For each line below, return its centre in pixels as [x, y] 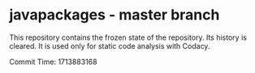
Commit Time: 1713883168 [53, 62]
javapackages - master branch [115, 15]
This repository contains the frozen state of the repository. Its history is [128, 37]
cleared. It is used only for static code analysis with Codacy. [110, 45]
